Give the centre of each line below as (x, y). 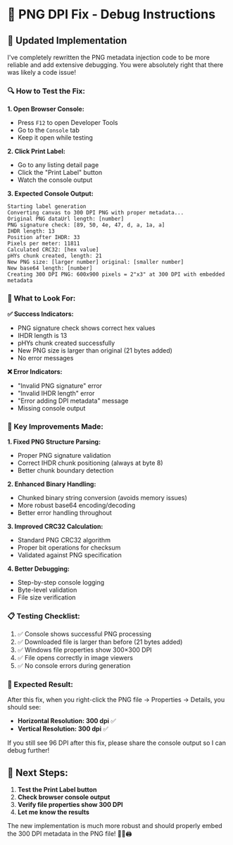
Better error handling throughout (65, 512)
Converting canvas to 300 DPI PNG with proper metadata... (96, 213)
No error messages (45, 358)
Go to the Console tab (48, 130)
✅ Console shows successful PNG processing (84, 634)
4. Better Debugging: (39, 569)
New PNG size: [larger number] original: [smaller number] (96, 262)
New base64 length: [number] (50, 268)
